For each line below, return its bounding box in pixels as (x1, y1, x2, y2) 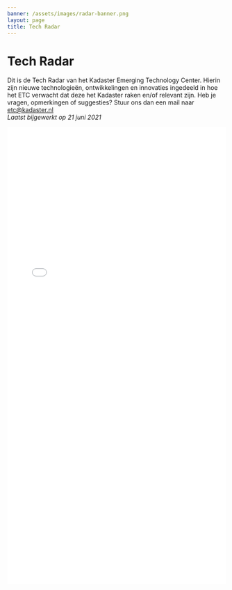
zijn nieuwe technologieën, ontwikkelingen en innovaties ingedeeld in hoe (7, 84, 218, 92)
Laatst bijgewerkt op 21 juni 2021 (7, 113, 102, 122)
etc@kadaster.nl (7, 106, 54, 114)
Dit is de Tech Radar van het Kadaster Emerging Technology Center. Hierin (7, 76, 221, 84)
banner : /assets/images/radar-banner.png (7, 10, 129, 17)
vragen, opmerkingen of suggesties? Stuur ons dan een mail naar (7, 98, 194, 107)
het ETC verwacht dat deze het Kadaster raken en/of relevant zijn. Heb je (7, 91, 217, 100)
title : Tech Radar (7, 23, 60, 30)
